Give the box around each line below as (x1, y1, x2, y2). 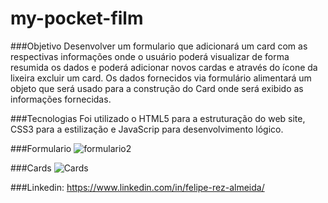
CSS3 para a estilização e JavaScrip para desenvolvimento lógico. (10, 123, 284, 135)
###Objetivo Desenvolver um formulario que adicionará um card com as (10, 40, 308, 52)
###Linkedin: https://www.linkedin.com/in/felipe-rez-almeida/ (10, 181, 265, 193)
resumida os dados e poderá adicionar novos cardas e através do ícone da (10, 61, 318, 73)
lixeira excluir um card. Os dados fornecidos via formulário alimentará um (10, 72, 312, 84)
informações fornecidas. (10, 93, 112, 105)
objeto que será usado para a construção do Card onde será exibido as (10, 82, 304, 94)
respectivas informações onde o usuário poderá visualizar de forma (10, 50, 290, 62)
